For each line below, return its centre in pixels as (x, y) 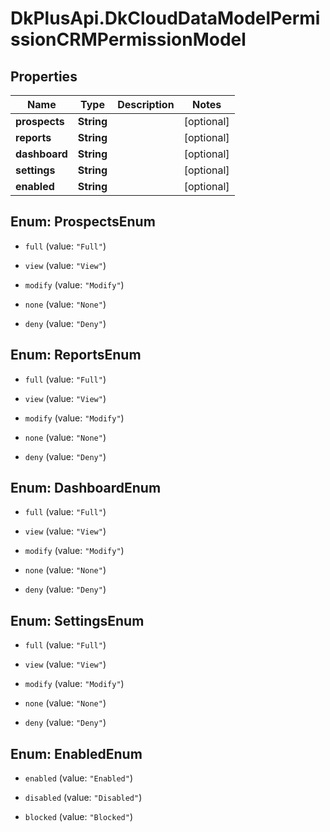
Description (146, 104)
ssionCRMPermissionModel (128, 39)
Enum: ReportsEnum (76, 355)
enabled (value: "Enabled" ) (78, 778)
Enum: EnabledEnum (76, 753)
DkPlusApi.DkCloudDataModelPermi (165, 18)
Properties (44, 76)
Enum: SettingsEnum (77, 620)
